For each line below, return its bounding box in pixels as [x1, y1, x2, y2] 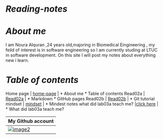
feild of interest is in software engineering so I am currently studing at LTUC [5, 47, 158, 53]
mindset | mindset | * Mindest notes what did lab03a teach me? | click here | [5, 101, 159, 107]
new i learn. [5, 58, 29, 63]
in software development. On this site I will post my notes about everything [5, 52, 156, 58]
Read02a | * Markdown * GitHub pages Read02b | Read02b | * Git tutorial [5, 96, 155, 102]
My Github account [8, 118, 54, 125]
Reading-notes [5, 3, 68, 15]
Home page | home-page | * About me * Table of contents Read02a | [5, 91, 145, 97]
